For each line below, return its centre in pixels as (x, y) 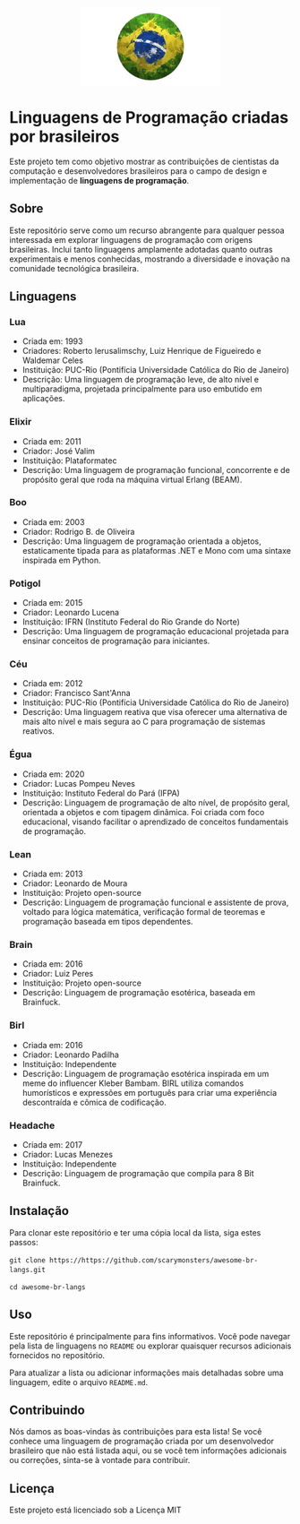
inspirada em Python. (61, 560)
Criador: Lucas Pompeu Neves (79, 783)
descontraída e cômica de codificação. (94, 1102)
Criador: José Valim (59, 451)
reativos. (39, 731)
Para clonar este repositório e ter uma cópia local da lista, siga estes (135, 1232)
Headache (32, 1125)
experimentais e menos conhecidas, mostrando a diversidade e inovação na (150, 259)
